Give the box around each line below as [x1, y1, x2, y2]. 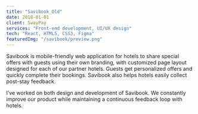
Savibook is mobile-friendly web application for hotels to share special [6, 53, 180, 59]
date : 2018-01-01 [6, 14, 49, 20]
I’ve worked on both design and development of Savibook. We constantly [6, 90, 186, 96]
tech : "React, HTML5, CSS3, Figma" [6, 31, 95, 37]
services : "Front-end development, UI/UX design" [6, 25, 132, 31]
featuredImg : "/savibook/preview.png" [6, 36, 103, 42]
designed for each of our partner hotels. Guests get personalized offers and [6, 65, 193, 72]
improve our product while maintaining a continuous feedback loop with [6, 96, 183, 103]
